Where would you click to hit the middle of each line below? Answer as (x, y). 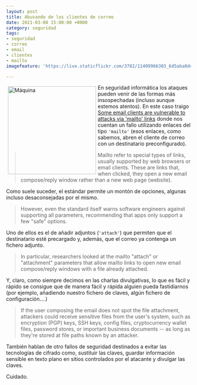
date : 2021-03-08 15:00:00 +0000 (47, 22)
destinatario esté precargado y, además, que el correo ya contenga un (91, 239)
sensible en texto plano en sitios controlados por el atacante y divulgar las (96, 359)
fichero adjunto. (25, 245)
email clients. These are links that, (139, 168)
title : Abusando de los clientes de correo (60, 17)
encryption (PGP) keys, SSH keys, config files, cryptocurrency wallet (103, 323)
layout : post (22, 11)
